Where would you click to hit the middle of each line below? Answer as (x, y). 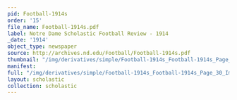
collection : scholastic (42, 86)
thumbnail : (23, 60)
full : (15, 73)
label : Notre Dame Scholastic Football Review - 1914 (88, 33)
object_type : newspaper (42, 46)
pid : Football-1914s (38, 14)
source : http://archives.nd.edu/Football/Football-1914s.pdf (99, 54)
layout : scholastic (36, 79)
